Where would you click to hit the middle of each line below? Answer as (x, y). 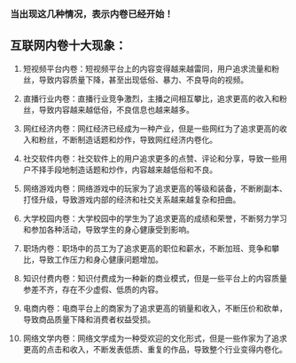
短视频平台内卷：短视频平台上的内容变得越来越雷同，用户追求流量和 (147, 68)
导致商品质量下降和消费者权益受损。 (89, 319)
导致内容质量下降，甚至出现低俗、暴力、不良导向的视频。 (144, 79)
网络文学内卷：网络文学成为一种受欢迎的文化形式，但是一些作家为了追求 (155, 338)
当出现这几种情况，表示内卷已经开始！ (92, 13)
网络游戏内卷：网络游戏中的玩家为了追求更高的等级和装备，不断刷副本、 (155, 188)
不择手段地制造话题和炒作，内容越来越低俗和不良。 (124, 170)
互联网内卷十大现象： (68, 46)
